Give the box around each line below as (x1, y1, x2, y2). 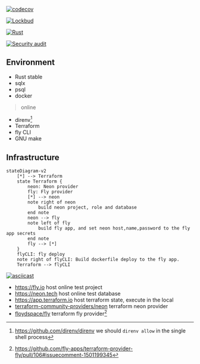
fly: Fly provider (27, 189, 73, 195)
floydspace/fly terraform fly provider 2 (14, 309, 107, 317)
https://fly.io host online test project (14, 284, 103, 291)
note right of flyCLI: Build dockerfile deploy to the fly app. (17, 256, 180, 263)
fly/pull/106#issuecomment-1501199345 (14, 351, 113, 358)
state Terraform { (17, 178, 62, 184)
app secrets (6, 231, 36, 237)
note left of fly (27, 220, 70, 226)
